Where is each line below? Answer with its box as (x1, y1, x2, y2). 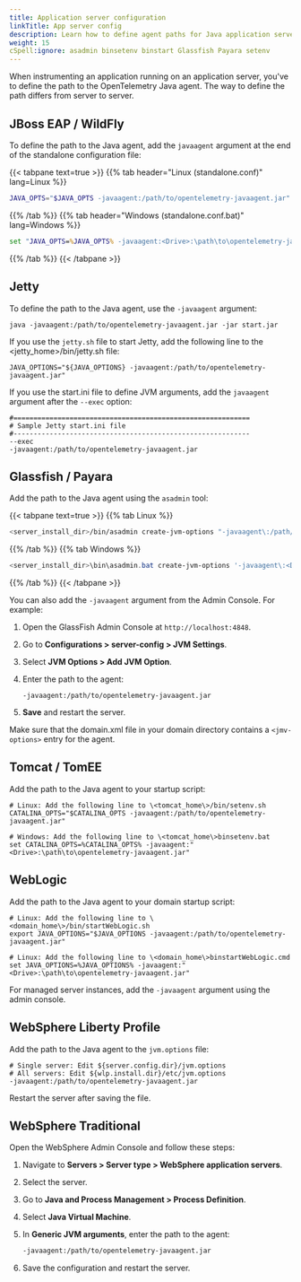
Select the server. (21, 1177, 88, 1188)
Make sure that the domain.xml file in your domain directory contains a (9, 724, 271, 736)
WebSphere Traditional (9, 1118, 142, 1133)
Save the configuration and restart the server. (21, 1262, 191, 1274)
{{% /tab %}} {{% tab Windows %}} (9, 544, 142, 554)
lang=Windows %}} (9, 219, 82, 230)
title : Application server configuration (9, 13, 167, 22)
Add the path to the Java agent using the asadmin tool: (9, 493, 209, 503)
